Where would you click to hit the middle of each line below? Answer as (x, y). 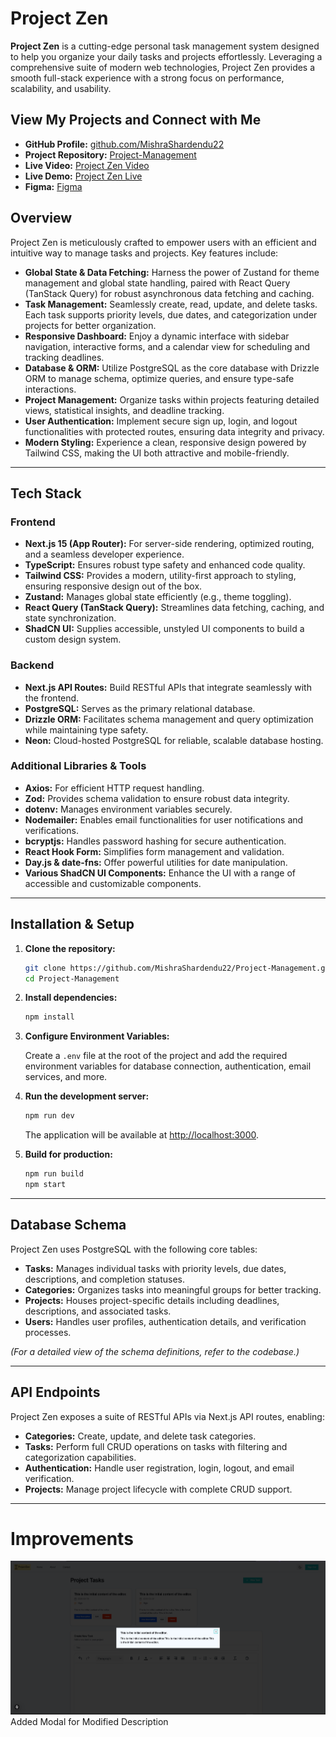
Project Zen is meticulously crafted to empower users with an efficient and (163, 242)
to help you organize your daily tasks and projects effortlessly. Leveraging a (166, 56)
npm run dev (49, 1116)
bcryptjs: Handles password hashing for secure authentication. (155, 841)
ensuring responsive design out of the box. (113, 586)
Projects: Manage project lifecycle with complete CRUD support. (158, 1489)
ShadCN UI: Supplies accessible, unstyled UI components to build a (164, 629)
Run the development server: (87, 1096)
